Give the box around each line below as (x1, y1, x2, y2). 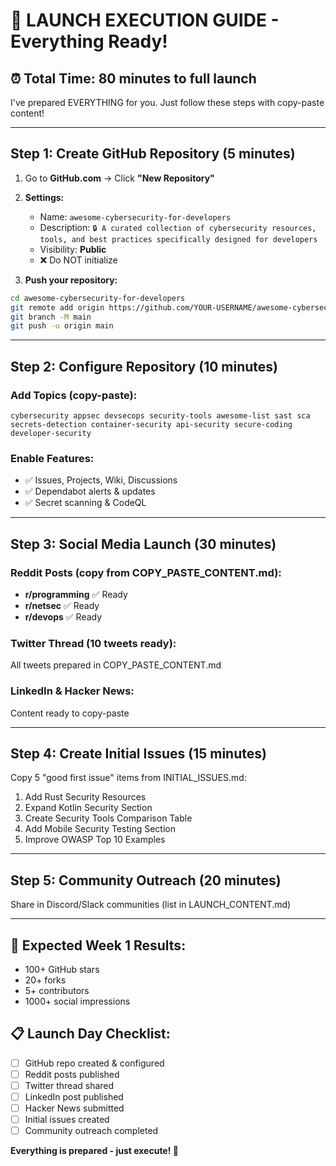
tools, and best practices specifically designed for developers (39, 234, 318, 244)
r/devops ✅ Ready (24, 610, 103, 623)
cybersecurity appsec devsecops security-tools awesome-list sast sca (10, 411, 311, 421)
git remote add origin (10, 302, 105, 313)
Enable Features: (10, 451, 95, 465)
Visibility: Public (39, 243, 107, 255)
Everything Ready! (10, 30, 168, 53)
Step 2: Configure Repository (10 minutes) (10, 358, 278, 375)
